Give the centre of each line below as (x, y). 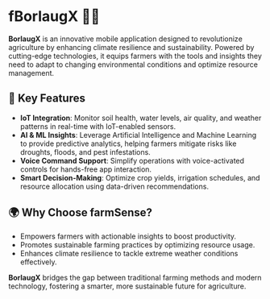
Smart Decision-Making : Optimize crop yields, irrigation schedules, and (140, 177)
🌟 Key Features (47, 99)
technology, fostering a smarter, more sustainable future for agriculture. (127, 286)
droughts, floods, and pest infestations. (85, 152)
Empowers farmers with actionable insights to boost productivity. (128, 236)
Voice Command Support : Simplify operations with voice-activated (132, 160)
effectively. (38, 262)
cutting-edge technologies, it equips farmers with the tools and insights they (135, 56)
